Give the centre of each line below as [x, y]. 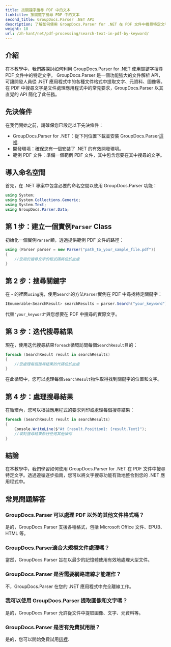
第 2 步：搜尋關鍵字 [36, 281]
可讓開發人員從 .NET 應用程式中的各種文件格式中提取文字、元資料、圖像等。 [85, 81]
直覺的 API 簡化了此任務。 [33, 94]
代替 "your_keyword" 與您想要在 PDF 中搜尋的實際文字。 [63, 314]
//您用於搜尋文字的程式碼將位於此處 [47, 259]
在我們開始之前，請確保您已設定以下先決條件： [54, 125]
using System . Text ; [26, 205]
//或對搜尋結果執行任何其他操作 [43, 434]
